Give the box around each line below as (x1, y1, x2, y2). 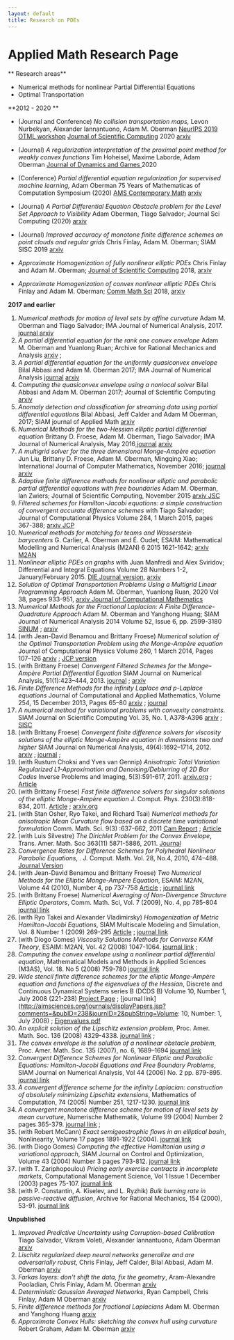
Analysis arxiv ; (17, 351, 62, 359)
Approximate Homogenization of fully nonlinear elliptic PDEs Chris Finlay (17, 259, 227, 267)
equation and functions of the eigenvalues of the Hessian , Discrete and (17, 979, 223, 988)
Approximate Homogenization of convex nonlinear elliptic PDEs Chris (17, 280, 217, 288)
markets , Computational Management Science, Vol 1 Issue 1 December (17, 1172, 221, 1181)
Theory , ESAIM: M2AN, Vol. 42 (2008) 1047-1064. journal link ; (17, 943, 198, 951)
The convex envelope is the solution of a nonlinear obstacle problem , (17, 1039, 217, 1048)
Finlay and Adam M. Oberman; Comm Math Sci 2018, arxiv (17, 287, 185, 296)
